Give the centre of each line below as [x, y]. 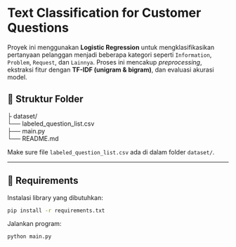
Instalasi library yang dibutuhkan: [55, 197]
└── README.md [33, 138]
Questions [38, 28]
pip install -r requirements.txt [56, 211]
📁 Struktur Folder [45, 99]
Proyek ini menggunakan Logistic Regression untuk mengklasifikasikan [111, 47]
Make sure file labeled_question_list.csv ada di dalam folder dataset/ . [111, 152]
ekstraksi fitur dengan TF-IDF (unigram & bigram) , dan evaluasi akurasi [111, 69]
